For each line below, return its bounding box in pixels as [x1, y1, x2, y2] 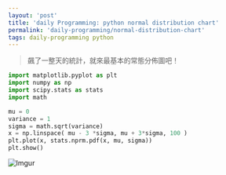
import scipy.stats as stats [8, 86, 104, 94]
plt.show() [8, 144, 44, 152]
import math [8, 93, 47, 101]
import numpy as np [8, 79, 72, 87]
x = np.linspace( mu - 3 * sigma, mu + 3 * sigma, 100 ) [8, 129, 188, 137]
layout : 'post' [8, 11, 58, 20]
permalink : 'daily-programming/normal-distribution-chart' [8, 26, 206, 34]
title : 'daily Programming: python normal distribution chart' [8, 19, 220, 27]
